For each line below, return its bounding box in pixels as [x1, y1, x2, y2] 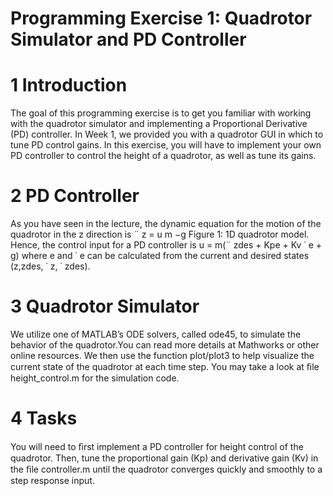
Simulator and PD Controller [10, 28, 247, 51]
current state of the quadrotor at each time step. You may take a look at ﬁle [10, 361, 320, 372]
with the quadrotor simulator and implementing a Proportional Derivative [10, 118, 308, 130]
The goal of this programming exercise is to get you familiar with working [10, 107, 312, 119]
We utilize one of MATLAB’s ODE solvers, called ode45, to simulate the [10, 328, 302, 340]
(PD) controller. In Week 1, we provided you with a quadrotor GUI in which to [10, 128, 324, 141]
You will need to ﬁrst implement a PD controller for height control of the [10, 440, 304, 452]
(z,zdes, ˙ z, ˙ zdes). [10, 260, 91, 272]
